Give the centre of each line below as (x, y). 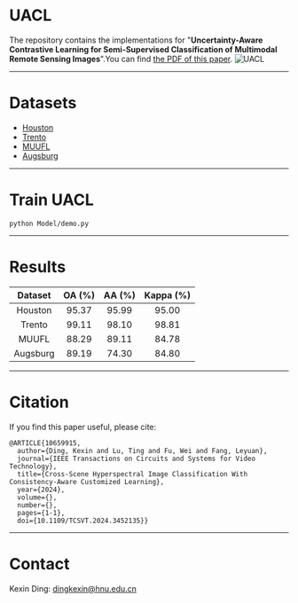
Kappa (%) (167, 295)
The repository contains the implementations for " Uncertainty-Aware (136, 40)
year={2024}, (41, 489)
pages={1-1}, (41, 513)
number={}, (37, 505)
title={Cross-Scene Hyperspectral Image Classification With (133, 474)
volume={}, (37, 497)
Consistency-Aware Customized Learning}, (87, 482)
